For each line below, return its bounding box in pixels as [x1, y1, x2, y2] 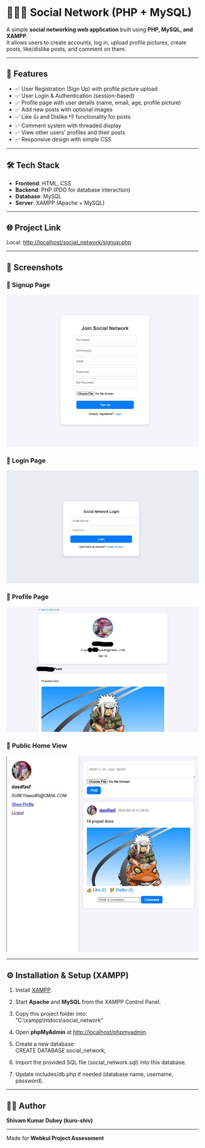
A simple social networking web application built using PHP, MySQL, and [6, 26, 193, 33]
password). [15, 1077, 44, 1084]
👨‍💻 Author [6, 1100, 46, 1111]
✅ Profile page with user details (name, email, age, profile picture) [15, 99, 181, 106]
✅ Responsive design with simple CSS [15, 135, 112, 143]
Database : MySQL [15, 192, 62, 200]
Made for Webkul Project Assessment [6, 1135, 104, 1142]
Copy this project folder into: [15, 1010, 87, 1018]
